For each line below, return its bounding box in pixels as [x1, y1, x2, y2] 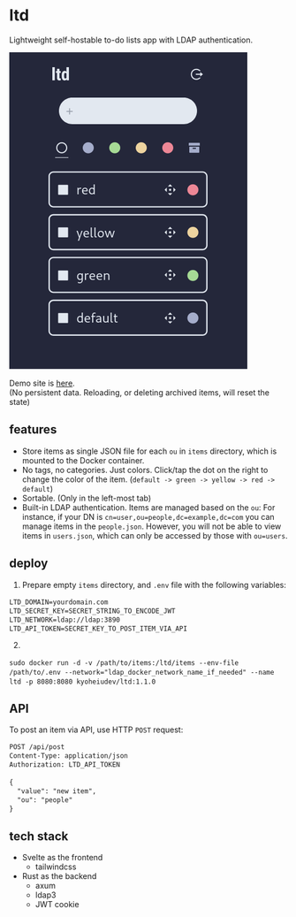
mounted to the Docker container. [21, 455, 145, 465]
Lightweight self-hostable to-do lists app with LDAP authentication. [9, 34, 254, 45]
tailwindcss [34, 861, 77, 872]
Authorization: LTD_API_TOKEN [9, 760, 121, 769]
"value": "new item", [17, 787, 97, 796]
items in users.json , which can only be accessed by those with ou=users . [21, 530, 288, 540]
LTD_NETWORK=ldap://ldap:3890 [9, 615, 121, 624]
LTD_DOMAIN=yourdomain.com [9, 598, 109, 607]
